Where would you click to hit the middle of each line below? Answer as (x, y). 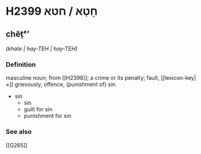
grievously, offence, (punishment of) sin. (66, 85)
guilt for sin (38, 109)
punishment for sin (47, 116)
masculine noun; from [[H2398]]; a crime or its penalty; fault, (83, 78)
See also (19, 132)
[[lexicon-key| (179, 78)
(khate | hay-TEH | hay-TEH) (42, 48)
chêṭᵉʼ (18, 34)
